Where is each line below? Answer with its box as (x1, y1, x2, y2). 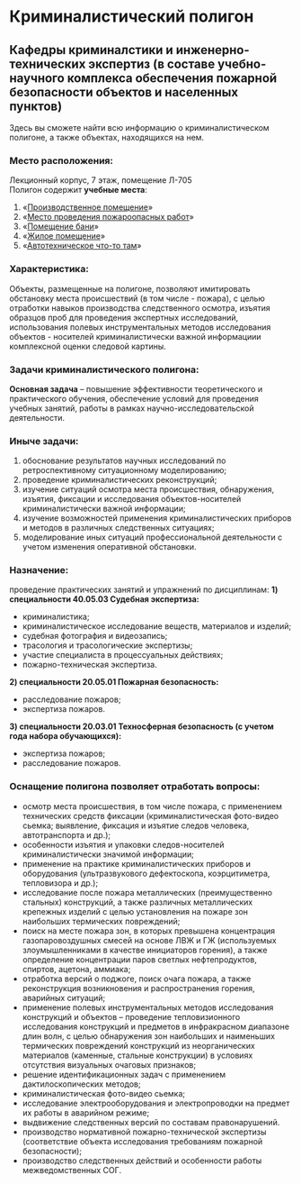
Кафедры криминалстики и (9, 42, 173, 58)
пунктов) (9, 98, 63, 114)
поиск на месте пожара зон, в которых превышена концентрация (22, 925, 276, 936)
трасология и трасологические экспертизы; (22, 640, 193, 651)
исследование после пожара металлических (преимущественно (22, 887, 272, 897)
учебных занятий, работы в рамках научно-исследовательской (9, 403, 254, 414)
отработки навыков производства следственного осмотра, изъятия (9, 302, 271, 313)
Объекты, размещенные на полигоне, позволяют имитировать (9, 283, 251, 294)
